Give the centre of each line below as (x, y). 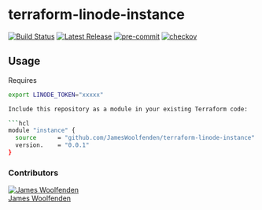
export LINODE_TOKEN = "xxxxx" (56, 95)
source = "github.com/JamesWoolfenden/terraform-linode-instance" (135, 138)
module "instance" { (42, 131)
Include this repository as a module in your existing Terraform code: (128, 109)
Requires (22, 80)
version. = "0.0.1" (52, 145)
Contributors (33, 173)
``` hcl (19, 123)
